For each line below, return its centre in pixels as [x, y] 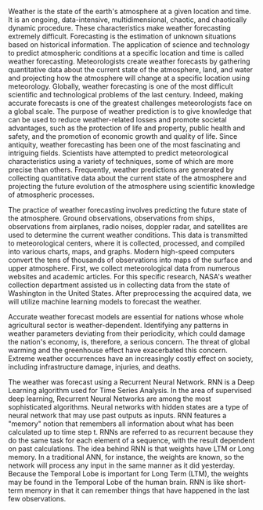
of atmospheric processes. [52, 195]
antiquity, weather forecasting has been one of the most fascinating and [124, 145]
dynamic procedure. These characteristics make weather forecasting [119, 28]
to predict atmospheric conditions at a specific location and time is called [126, 53]
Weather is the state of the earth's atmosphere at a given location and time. [130, 11]
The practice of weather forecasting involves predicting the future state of [128, 210]
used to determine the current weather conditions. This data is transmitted [128, 235]
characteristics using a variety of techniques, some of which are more [121, 161]
